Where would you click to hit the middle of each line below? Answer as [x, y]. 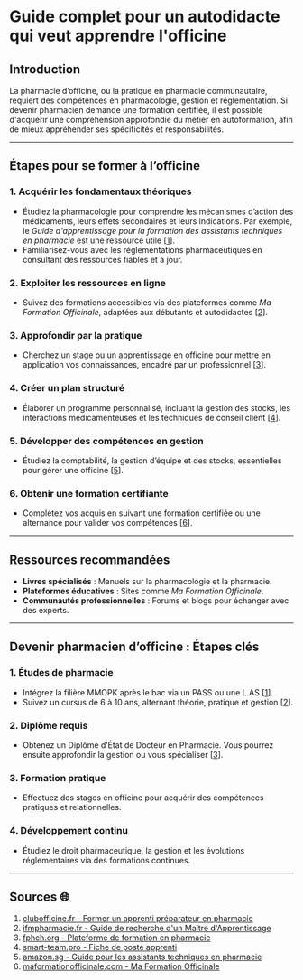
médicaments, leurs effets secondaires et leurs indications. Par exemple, [157, 221]
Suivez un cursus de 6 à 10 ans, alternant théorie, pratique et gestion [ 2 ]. [158, 702]
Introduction [45, 69]
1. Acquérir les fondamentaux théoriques [101, 191]
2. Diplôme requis [49, 725]
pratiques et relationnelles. [72, 807]
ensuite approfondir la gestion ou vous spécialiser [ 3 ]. [123, 754]
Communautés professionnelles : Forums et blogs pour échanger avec [156, 600]
